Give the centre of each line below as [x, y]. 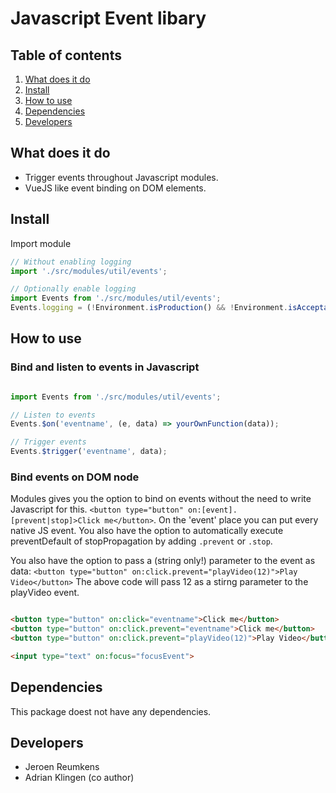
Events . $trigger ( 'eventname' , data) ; [89, 452]
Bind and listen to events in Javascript [105, 367]
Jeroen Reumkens [62, 767]
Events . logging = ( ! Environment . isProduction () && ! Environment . [149, 308]
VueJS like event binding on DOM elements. [115, 188]
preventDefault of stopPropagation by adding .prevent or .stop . [141, 541]
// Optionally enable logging [73, 289]
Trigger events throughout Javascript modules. [121, 177]
